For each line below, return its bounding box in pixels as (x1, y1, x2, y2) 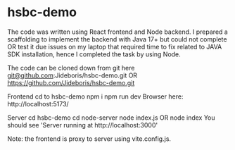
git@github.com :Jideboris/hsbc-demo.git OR (7, 71, 138, 80)
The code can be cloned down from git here (7, 63, 135, 72)
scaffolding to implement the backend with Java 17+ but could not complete (7, 35, 227, 43)
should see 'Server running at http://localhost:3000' (7, 120, 158, 129)
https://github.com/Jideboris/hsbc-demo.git (7, 78, 135, 87)
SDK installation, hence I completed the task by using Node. (7, 50, 181, 58)
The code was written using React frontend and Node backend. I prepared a (7, 27, 229, 36)
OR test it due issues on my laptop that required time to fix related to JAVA (7, 42, 222, 51)
